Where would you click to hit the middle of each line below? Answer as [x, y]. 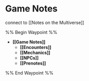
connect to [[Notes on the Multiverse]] [45, 22]
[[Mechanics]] [35, 52]
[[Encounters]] [35, 47]
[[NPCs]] [29, 57]
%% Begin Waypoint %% [31, 32]
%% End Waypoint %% [29, 72]
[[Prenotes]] [33, 63]
